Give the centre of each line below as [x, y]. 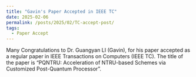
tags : [13, 28]
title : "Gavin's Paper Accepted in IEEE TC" [62, 11]
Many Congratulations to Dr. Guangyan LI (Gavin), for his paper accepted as [98, 50]
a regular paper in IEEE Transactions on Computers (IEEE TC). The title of [95, 56]
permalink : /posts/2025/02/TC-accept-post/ [60, 22]
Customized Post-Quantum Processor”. [54, 69]
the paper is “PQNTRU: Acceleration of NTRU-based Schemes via [86, 63]
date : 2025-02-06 [27, 17]
